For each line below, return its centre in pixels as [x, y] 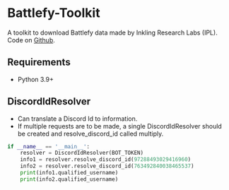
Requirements [39, 63]
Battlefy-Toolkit [54, 13]
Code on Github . [31, 40]
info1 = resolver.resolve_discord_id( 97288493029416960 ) [106, 160]
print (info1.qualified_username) [69, 173]
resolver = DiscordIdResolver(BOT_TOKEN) [82, 153]
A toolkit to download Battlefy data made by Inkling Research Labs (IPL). [112, 32]
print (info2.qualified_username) [69, 179]
